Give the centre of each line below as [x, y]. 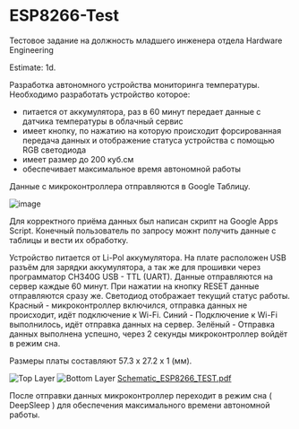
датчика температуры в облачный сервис [103, 121]
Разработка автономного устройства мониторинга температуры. [134, 84]
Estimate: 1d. [33, 67]
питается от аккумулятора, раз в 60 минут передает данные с [141, 111]
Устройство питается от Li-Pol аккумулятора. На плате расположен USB [148, 258]
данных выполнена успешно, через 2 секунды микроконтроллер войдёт [149, 334]
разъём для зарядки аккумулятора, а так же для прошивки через [135, 267]
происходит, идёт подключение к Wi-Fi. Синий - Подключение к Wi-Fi [143, 314]
